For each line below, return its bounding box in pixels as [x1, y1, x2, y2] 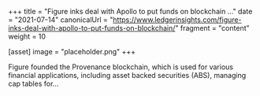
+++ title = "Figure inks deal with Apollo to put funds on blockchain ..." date [8, 7, 253, 16]
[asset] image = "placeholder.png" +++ [8, 47, 136, 56]
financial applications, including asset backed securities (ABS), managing [8, 71, 247, 79]
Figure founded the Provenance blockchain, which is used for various [8, 62, 234, 72]
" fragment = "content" [175, 24, 250, 32]
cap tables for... [8, 79, 59, 88]
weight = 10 [8, 31, 46, 41]
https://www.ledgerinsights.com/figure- [113, 15, 242, 24]
